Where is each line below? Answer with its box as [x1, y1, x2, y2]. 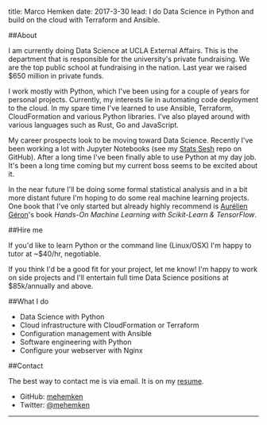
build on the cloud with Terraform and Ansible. [8, 15, 161, 25]
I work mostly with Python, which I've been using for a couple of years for [8, 86, 250, 96]
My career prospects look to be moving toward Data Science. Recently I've [8, 136, 253, 145]
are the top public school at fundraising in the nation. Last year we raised [8, 63, 247, 72]
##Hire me [8, 225, 44, 235]
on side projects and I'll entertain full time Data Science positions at [8, 273, 229, 282]
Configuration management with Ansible [19, 329, 153, 338]
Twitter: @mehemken [19, 400, 90, 409]
